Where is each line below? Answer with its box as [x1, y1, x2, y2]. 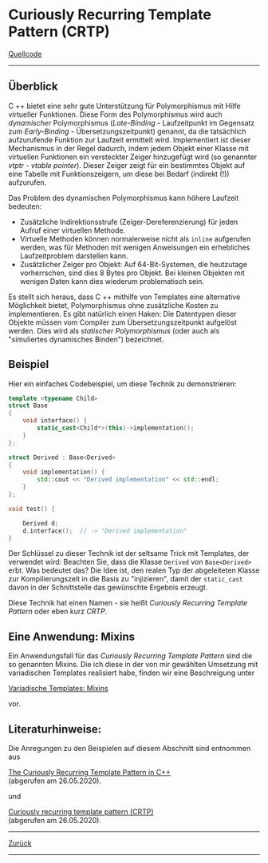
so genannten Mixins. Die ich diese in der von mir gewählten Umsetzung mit [8, 660, 258, 669]
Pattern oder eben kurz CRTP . [8, 606, 108, 617]
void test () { [8, 505, 56, 513]
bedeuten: [8, 202, 42, 211]
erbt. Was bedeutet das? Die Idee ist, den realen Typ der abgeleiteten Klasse [8, 565, 260, 575]
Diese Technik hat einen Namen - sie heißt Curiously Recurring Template [8, 598, 248, 608]
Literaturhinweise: [8, 722, 102, 736]
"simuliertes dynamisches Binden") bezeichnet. [8, 334, 164, 344]
